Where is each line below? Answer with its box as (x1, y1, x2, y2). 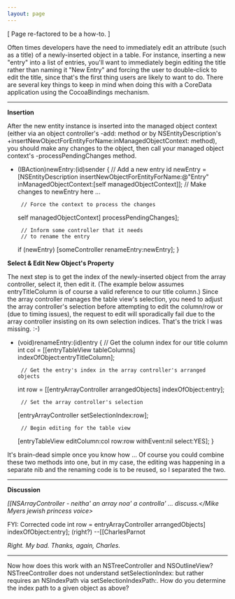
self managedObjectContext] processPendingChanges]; (17, 213, 180, 222)
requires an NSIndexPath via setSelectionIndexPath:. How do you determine (7, 576, 226, 584)
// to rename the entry (20, 233, 90, 240)
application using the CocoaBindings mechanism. (7, 88, 150, 96)
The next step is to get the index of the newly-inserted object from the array (7, 272, 226, 281)
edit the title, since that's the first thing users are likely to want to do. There (7, 73, 224, 81)
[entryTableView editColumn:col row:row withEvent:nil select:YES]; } (17, 436, 215, 445)
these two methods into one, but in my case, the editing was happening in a (7, 457, 225, 466)
